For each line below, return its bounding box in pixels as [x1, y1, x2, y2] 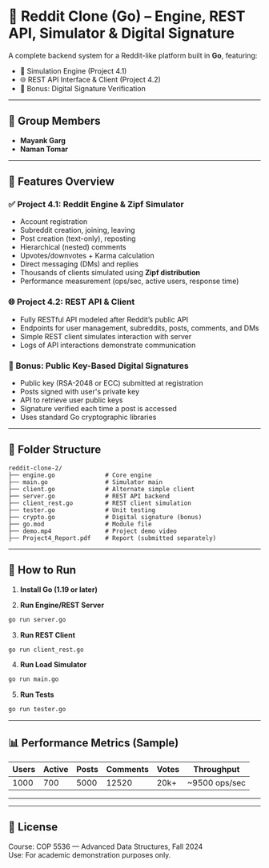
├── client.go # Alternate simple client [8, 485, 195, 493]
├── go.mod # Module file [8, 520, 152, 528]
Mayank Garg [19, 135, 66, 145]
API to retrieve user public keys [19, 395, 123, 405]
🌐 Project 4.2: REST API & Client [8, 296, 135, 307]
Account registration [19, 217, 88, 226]
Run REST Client [19, 630, 76, 639]
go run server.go [8, 615, 66, 623]
